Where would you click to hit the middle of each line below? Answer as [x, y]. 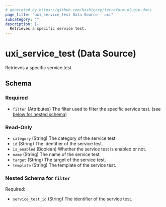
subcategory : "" [22, 19]
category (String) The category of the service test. [65, 138]
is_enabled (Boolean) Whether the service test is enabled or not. [79, 149]
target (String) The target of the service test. [59, 160]
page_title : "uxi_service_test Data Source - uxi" [59, 15]
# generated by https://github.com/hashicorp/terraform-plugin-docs [78, 10]
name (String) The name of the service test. [57, 154]
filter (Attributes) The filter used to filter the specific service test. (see [87, 109]
